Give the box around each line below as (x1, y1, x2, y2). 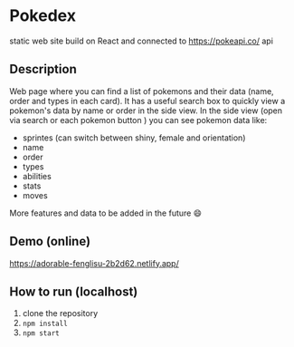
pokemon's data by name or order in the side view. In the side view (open (9, 105, 283, 116)
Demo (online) (9, 234, 91, 249)
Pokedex (9, 5, 77, 26)
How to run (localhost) (9, 284, 138, 299)
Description (9, 62, 77, 77)
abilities (22, 170, 52, 181)
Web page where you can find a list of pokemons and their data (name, (9, 85, 274, 96)
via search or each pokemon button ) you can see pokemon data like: (9, 114, 268, 125)
